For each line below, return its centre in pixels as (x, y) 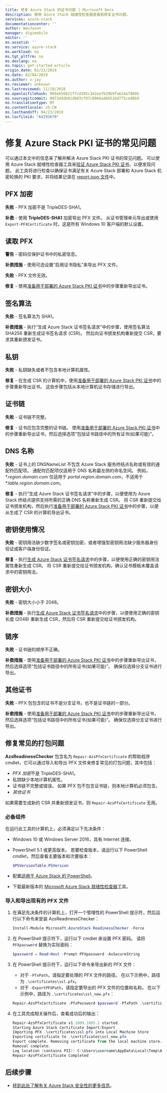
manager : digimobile (27, 33)
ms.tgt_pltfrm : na (24, 56)
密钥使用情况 (25, 529)
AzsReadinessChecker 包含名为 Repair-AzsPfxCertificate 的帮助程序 (78, 756)
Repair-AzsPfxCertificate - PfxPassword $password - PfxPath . (77, 1003)
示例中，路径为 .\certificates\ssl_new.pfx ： (67, 993)
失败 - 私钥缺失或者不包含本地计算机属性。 (49, 370)
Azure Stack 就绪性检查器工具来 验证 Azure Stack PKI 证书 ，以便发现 (81, 164)
